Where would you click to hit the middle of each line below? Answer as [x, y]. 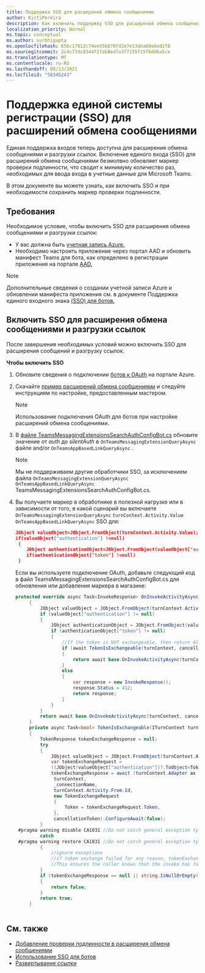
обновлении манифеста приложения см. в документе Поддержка [92, 294]
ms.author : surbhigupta [37, 40]
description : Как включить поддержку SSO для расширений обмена [90, 23]
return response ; [95, 693]
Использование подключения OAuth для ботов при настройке [96, 416]
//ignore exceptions [77, 853]
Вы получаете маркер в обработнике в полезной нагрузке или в [99, 502]
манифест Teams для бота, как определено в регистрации [92, 257]
